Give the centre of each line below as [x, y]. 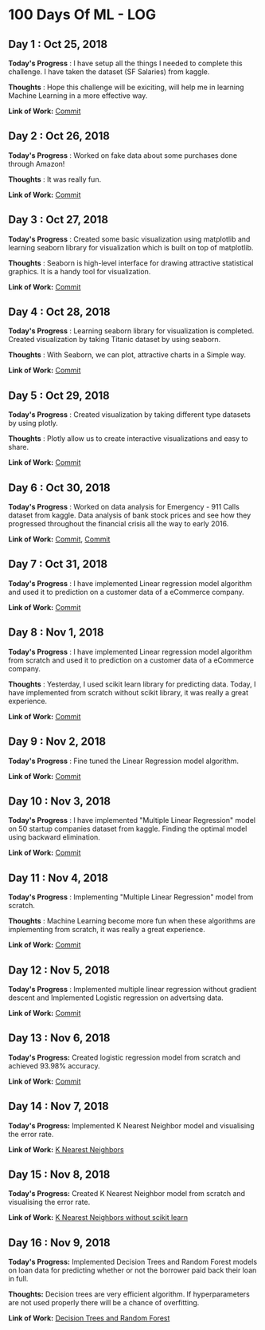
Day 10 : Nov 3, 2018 [60, 801]
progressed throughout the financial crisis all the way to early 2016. [119, 524]
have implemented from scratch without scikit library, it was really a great [129, 692]
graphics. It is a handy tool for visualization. [80, 271]
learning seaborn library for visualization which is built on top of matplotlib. [131, 247]
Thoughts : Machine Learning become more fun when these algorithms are [132, 921]
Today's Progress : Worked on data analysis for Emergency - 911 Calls [124, 507]
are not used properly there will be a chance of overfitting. [104, 1303]
